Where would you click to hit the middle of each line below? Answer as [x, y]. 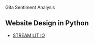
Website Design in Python [47, 23]
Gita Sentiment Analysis [30, 7]
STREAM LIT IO [29, 35]
